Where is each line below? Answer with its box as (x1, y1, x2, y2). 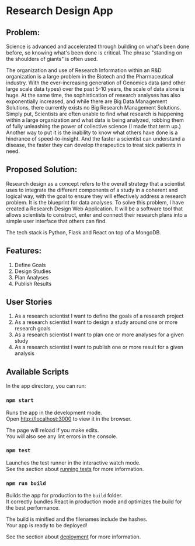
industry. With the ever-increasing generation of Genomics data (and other (6, 79, 186, 86)
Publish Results (14, 280, 52, 287)
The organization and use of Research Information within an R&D (6, 67, 162, 74)
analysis (14, 350, 35, 357)
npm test (6, 447, 31, 454)
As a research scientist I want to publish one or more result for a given (14, 344, 184, 351)
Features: (6, 246, 42, 256)
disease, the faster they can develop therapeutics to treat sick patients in (6, 142, 182, 148)
